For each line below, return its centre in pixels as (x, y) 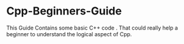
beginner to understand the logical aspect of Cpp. (69, 34)
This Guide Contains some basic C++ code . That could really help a (92, 28)
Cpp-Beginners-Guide (64, 11)
